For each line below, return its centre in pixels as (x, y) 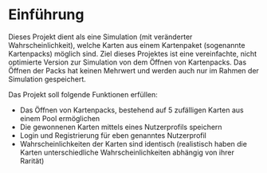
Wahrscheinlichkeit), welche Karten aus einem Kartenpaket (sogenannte (127, 45)
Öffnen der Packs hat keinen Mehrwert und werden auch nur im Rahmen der (133, 70)
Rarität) (32, 160)
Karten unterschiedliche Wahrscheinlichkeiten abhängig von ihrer (127, 152)
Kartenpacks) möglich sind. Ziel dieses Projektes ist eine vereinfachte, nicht (133, 53)
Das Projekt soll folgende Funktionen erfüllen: (83, 94)
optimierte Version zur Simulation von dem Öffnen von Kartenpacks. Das (128, 62)
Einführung (46, 15)
